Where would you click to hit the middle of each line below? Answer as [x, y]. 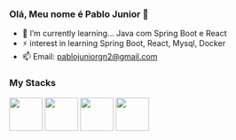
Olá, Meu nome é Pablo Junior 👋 [79, 14]
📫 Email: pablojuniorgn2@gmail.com [90, 57]
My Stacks [32, 83]
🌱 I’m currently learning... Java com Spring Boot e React [125, 34]
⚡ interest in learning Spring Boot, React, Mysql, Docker [124, 43]
